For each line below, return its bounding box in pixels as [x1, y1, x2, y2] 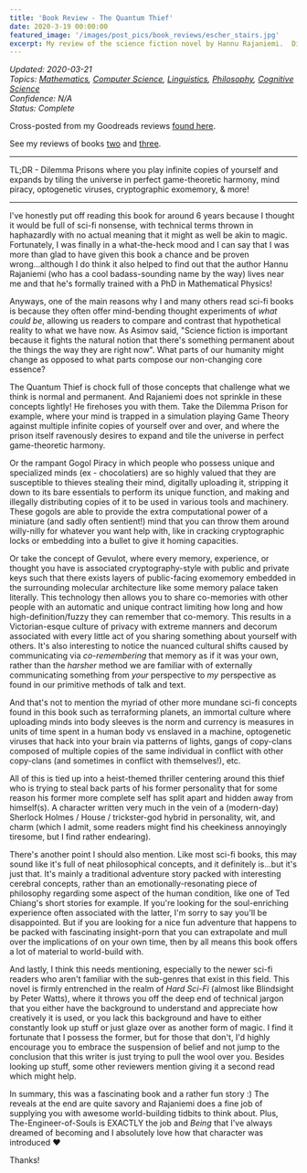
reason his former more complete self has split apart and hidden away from [9, 793, 294, 804]
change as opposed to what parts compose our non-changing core [9, 354, 263, 366]
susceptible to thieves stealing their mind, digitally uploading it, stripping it [9, 477, 289, 488]
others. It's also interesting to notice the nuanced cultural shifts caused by [9, 641, 289, 652]
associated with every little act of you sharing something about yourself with [9, 631, 297, 642]
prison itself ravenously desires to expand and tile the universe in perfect [9, 431, 285, 442]
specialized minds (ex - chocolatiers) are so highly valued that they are [9, 467, 277, 478]
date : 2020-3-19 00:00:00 [9, 22, 108, 31]
